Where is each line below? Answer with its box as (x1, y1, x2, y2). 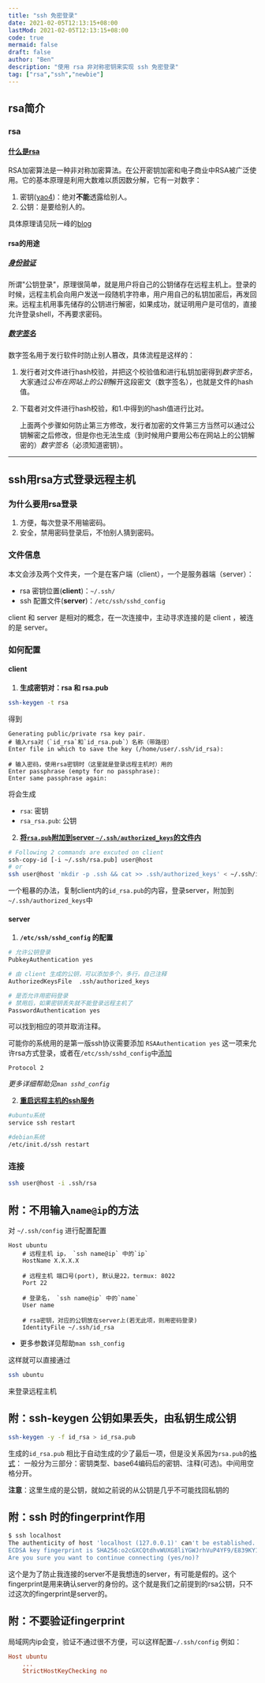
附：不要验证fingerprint (8, 1614, 125, 1628)
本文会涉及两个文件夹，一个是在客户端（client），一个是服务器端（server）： (8, 569, 254, 578)
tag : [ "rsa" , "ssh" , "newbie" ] (8, 70, 104, 78)
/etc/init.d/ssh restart (8, 1140, 90, 1149)
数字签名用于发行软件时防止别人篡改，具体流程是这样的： (8, 350, 195, 360)
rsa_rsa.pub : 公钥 (19, 815, 77, 825)
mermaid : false (8, 41, 58, 49)
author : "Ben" (8, 56, 55, 64)
